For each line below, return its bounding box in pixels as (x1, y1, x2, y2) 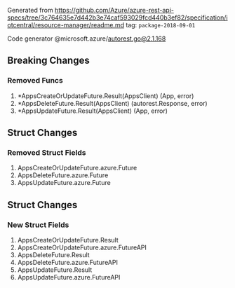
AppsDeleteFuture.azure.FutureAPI (17, 259, 118, 267)
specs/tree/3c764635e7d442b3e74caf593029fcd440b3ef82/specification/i (7, 13, 228, 22)
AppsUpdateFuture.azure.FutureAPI (17, 273, 121, 282)
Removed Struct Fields (7, 148, 86, 157)
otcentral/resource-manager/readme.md (7, 21, 125, 29)
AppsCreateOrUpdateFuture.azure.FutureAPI (17, 243, 147, 252)
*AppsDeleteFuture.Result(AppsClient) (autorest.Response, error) (17, 99, 208, 107)
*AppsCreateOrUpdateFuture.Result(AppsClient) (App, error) (17, 91, 194, 100)
